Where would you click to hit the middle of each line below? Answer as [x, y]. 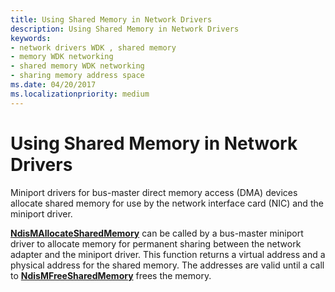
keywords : [31, 38]
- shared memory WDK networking [77, 66]
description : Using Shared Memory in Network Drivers [125, 29]
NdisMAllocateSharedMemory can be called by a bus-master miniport [157, 233]
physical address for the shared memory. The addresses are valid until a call [167, 265]
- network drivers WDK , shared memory [93, 47]
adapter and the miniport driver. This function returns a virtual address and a [168, 254]
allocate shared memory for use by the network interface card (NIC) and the [167, 203]
